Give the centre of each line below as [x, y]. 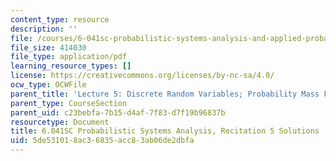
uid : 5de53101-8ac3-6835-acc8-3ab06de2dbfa [102, 141]
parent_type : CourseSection [69, 103]
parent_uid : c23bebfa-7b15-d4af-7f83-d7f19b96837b [118, 112]
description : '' [44, 29]
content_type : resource [60, 19]
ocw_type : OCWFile [48, 85]
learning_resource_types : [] [71, 66]
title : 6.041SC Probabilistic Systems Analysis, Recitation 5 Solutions [165, 131]
